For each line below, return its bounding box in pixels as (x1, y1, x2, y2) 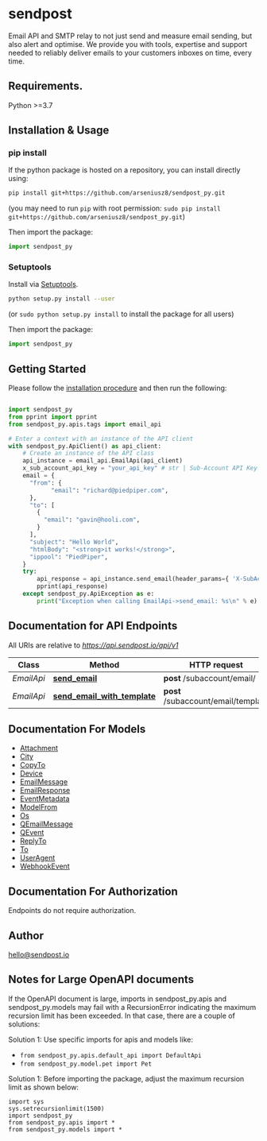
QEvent (19, 828, 44, 837)
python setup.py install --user (8, 295, 115, 303)
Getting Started (8, 362, 87, 376)
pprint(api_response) (37, 582, 109, 590)
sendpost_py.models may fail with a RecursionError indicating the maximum (8, 1002, 257, 1011)
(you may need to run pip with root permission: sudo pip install (8, 203, 221, 213)
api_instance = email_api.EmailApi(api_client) (22, 457, 183, 465)
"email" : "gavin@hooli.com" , (43, 516, 141, 524)
